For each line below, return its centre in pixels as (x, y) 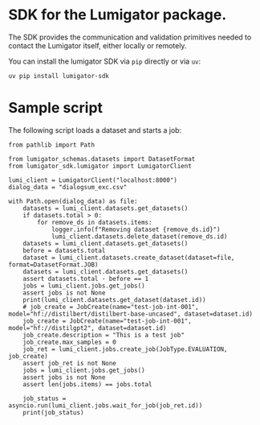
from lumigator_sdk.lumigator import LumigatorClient (100, 166)
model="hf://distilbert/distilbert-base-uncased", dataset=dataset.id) (130, 314)
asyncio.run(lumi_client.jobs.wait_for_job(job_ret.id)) (106, 405)
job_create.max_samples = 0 (69, 342)
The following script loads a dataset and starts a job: (95, 130)
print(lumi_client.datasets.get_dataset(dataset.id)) (114, 299)
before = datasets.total (64, 250)
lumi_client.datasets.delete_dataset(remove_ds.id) (139, 236)
